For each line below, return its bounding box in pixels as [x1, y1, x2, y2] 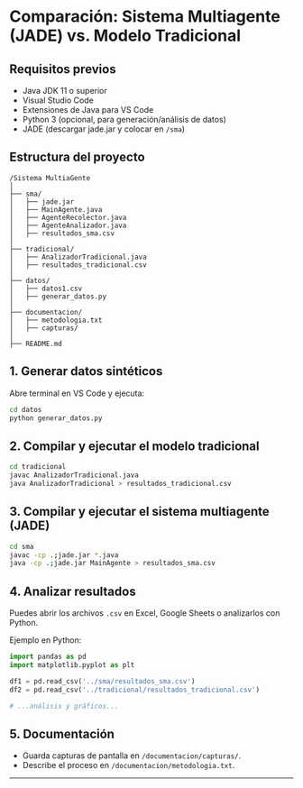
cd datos [9, 405, 42, 414]
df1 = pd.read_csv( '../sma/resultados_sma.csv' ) [9, 676, 196, 686]
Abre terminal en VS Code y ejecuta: [9, 388, 145, 399]
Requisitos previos [9, 61, 116, 77]
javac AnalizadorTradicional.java [9, 471, 140, 480]
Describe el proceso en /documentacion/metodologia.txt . [22, 760, 235, 771]
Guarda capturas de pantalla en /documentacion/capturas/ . [22, 750, 242, 761]
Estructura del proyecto [9, 150, 146, 165]
